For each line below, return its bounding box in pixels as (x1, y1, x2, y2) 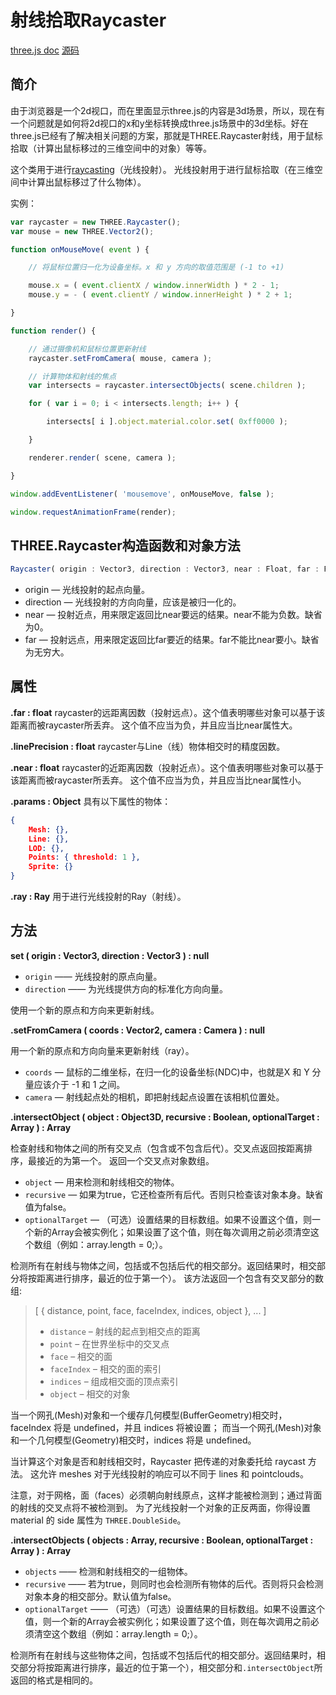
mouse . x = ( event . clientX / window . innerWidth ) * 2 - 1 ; (28, 281, 280, 291)
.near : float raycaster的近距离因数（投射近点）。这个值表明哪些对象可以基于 (10, 761, 325, 773)
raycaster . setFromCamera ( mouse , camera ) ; (28, 353, 213, 363)
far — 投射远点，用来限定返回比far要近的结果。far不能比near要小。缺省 (24, 634, 320, 646)
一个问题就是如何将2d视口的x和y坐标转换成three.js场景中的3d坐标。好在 (10, 117, 309, 129)
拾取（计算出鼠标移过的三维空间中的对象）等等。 (10, 142, 212, 154)
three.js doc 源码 (10, 44, 80, 56)
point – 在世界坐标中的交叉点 (49, 1337, 170, 1350)
